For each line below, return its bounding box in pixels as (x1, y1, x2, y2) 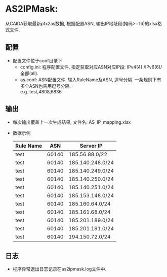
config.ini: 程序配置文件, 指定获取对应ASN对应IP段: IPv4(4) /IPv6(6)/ (20, 64, 162, 70)
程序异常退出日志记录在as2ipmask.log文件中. (12, 266, 107, 272)
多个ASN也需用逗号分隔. (20, 83, 71, 89)
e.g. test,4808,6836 (20, 88, 62, 94)
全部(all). (20, 70, 39, 76)
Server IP (79, 142, 103, 149)
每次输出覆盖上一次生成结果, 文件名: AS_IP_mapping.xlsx (12, 119, 131, 125)
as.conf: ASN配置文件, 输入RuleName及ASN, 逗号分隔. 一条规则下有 (20, 77, 161, 83)
